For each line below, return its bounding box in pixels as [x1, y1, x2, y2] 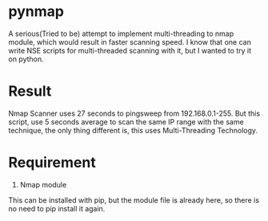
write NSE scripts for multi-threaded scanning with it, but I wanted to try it [8, 45, 252, 55]
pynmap [8, 2, 64, 21]
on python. [8, 54, 44, 64]
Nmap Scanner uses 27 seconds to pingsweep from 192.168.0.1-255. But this [8, 109, 261, 118]
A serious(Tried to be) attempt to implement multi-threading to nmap [8, 29, 234, 38]
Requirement [8, 154, 96, 172]
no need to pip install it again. [8, 203, 106, 213]
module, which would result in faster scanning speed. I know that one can [8, 37, 252, 46]
